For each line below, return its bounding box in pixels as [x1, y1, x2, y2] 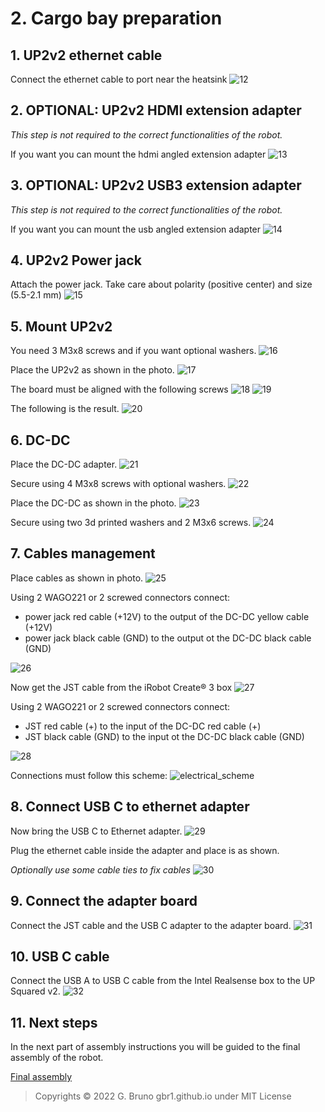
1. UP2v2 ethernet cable [10, 47, 163, 64]
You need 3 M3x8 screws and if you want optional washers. [10, 345, 257, 357]
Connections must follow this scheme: [10, 769, 168, 781]
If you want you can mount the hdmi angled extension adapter [10, 148, 267, 160]
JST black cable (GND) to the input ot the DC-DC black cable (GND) [24, 730, 305, 742]
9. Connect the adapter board [10, 893, 198, 910]
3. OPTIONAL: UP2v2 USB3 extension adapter [10, 177, 302, 194]
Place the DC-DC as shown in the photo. [10, 497, 177, 509]
